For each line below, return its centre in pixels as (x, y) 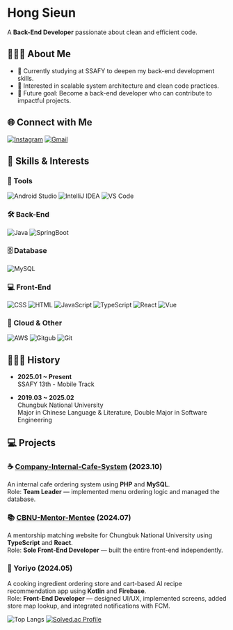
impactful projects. (44, 100)
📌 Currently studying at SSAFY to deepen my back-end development (116, 70)
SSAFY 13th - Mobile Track (56, 384)
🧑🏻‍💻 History (34, 360)
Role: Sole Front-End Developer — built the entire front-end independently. (115, 550)
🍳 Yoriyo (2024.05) (40, 568)
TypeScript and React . (40, 543)
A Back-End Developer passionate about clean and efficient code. (103, 32)
